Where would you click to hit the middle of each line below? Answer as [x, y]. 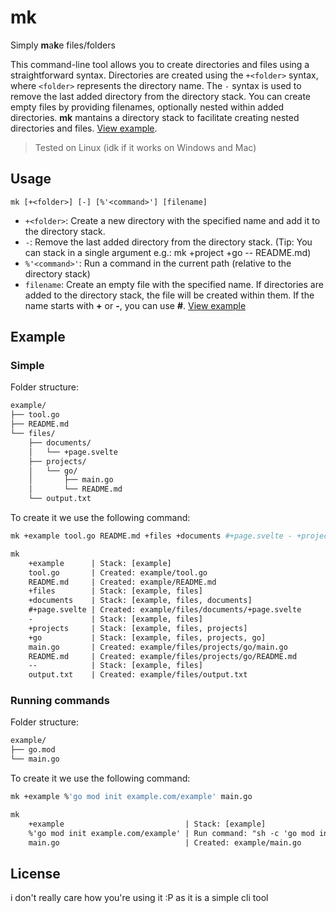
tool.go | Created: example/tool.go [118, 572]
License [35, 873]
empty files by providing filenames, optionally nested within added [147, 107]
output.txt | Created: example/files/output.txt [138, 675]
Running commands [60, 701]
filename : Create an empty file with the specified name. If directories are [174, 284]
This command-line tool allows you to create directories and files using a [160, 64]
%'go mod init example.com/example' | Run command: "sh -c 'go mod [171, 833]
